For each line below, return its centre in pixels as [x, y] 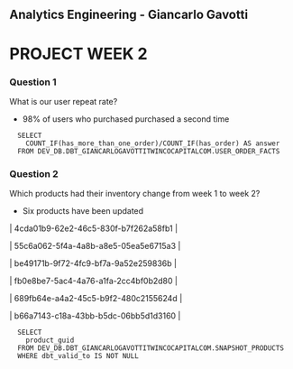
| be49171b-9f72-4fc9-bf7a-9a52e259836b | [93, 263]
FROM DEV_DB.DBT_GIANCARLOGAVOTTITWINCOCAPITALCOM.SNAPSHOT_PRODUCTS [151, 348]
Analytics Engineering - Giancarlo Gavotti [129, 15]
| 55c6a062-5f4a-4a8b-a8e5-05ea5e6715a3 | [95, 246]
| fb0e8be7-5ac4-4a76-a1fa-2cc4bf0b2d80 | [94, 281]
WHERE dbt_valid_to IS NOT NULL [78, 356]
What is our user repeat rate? [64, 101]
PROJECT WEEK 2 [78, 54]
